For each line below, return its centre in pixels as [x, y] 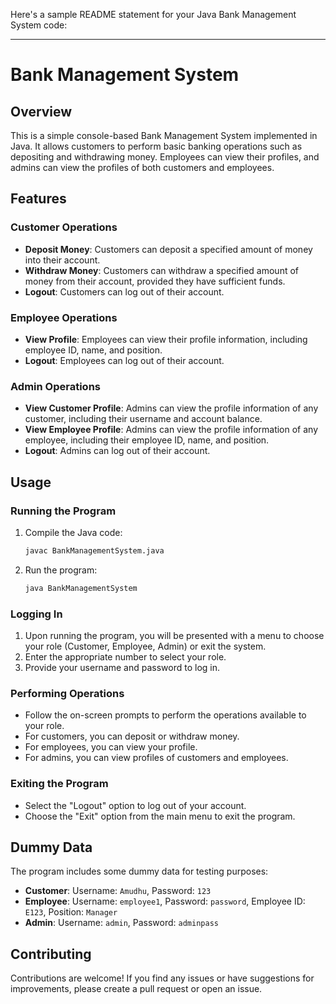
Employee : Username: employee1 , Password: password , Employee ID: [165, 901]
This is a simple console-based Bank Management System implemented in [164, 135]
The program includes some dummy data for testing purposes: [139, 871]
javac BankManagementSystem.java [94, 550]
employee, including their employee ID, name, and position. [147, 440]
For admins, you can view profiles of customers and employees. [156, 758]
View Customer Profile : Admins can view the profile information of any [171, 408]
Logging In [36, 614]
